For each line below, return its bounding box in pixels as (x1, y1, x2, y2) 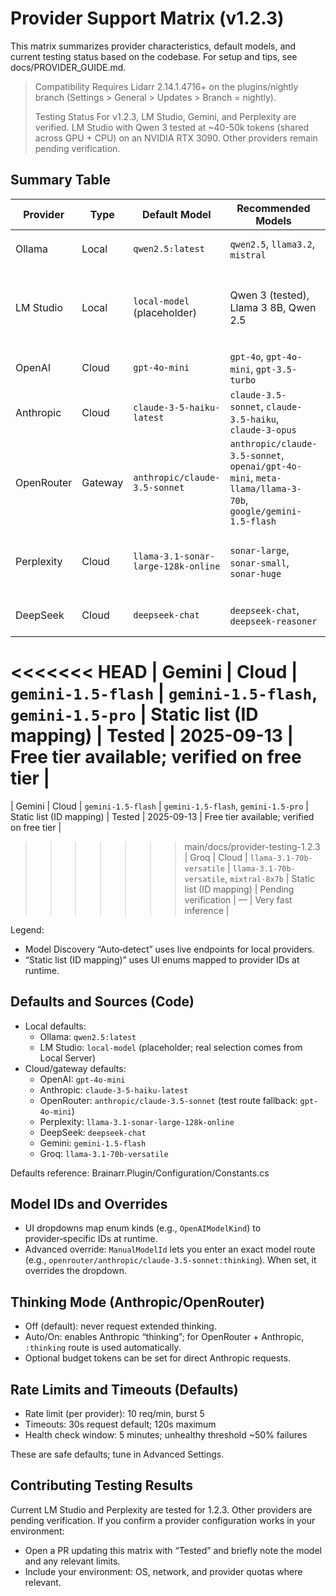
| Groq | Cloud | (184, 851, 248, 863)
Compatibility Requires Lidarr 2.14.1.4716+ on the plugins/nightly (34, 80, 299, 92)
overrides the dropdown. (24, 1265, 128, 1277)
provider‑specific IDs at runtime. (24, 1233, 158, 1245)
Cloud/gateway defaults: (24, 1062, 127, 1074)
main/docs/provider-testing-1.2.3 (184, 840, 321, 852)
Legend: (10, 923, 45, 936)
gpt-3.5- (255, 363, 298, 375)
